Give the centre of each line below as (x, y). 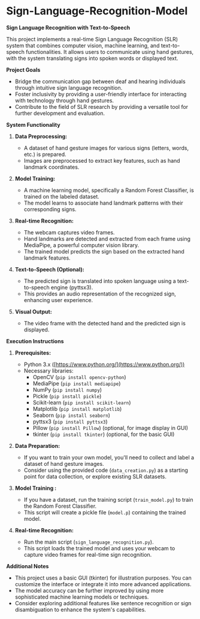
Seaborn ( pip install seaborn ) (72, 415)
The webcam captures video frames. (69, 232)
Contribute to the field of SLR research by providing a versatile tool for (101, 106)
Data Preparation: (37, 446)
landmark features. (47, 258)
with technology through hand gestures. (64, 100)
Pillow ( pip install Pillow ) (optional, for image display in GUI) (110, 428)
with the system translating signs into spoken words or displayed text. (92, 58)
